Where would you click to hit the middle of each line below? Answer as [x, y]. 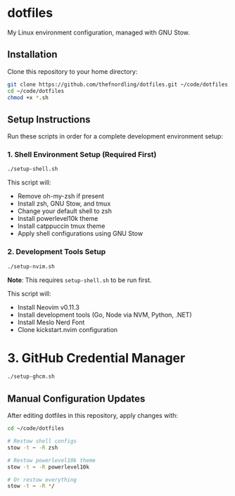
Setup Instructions [49, 119]
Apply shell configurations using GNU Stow [80, 234]
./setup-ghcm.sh [31, 377]
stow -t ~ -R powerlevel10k [49, 467]
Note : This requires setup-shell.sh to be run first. [80, 280]
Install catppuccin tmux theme [61, 226]
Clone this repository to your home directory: [72, 71]
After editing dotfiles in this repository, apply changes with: [93, 416]
